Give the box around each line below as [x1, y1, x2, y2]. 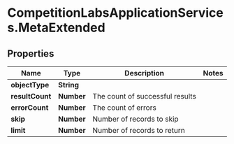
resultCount [10, 92, 52, 101]
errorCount [10, 103, 49, 113]
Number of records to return [92, 126, 185, 135]
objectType [10, 80, 50, 89]
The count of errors [92, 103, 157, 113]
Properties [7, 48, 54, 59]
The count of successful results [92, 92, 197, 101]
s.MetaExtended [7, 20, 106, 36]
